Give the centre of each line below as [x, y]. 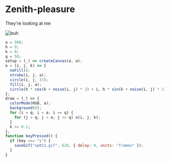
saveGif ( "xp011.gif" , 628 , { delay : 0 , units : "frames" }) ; [79, 146]
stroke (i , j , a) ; [28, 75]
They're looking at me [28, 23]
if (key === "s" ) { [30, 141]
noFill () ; [20, 71]
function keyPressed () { [31, 136]
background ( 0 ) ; [26, 108]
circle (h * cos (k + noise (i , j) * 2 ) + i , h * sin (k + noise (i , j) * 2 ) [88, 89]
